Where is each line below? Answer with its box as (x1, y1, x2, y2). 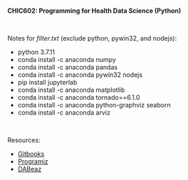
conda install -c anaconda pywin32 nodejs (17, 70, 143, 79)
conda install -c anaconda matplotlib (17, 85, 125, 94)
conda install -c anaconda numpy (17, 55, 116, 63)
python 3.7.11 (17, 48, 56, 56)
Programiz (17, 157, 48, 166)
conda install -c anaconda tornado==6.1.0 (17, 93, 140, 102)
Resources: (7, 136, 41, 144)
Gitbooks (17, 149, 45, 158)
